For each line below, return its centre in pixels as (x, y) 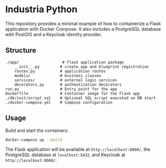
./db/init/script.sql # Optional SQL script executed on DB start (81, 98)
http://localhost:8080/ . (31, 160)
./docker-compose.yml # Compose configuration (59, 102)
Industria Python (41, 9)
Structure (21, 50)
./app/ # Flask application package (65, 62)
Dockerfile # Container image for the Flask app (73, 93)
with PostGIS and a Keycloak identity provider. (54, 34)
